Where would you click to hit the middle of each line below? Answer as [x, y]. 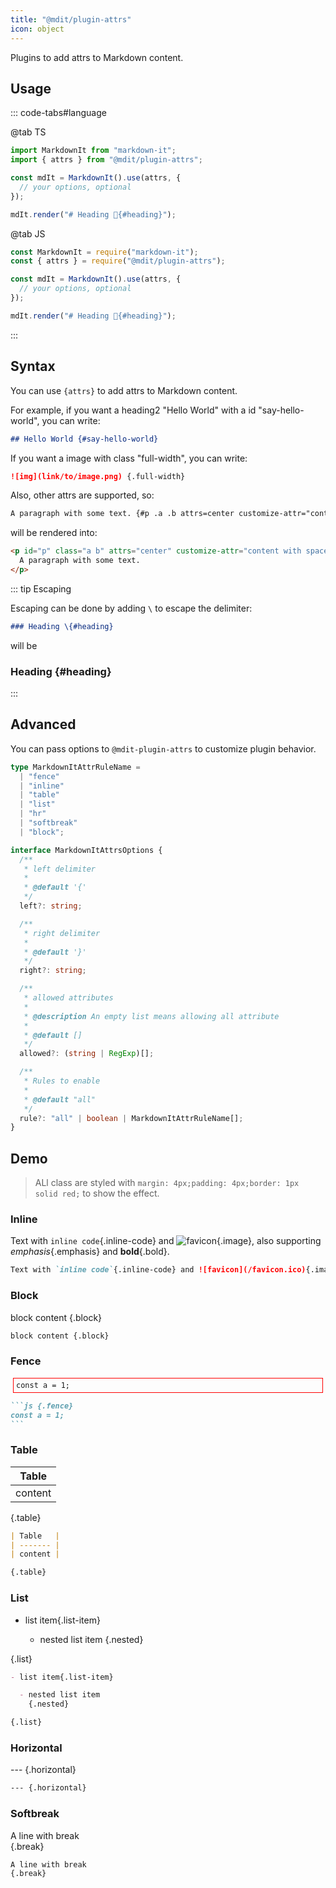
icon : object [37, 29]
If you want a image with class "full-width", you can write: [129, 458]
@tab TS [28, 132]
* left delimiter [60, 869]
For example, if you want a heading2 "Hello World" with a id [133, 410]
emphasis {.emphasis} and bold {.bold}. [90, 1252]
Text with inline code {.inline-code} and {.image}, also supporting [166, 1241]
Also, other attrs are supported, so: [82, 495]
